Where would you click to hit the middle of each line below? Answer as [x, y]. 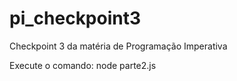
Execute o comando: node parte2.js [83, 65]
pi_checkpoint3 [75, 18]
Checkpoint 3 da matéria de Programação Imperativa [118, 46]
